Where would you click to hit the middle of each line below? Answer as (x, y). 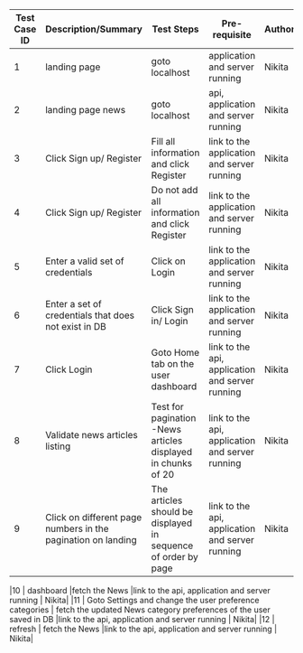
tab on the (173, 364)
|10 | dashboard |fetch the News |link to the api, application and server (140, 590)
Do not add (174, 190)
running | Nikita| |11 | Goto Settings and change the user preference (134, 600)
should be (172, 512)
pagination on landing (91, 540)
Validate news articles (91, 435)
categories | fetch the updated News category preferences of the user (140, 610)
